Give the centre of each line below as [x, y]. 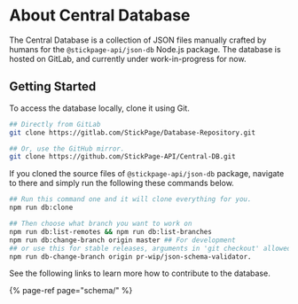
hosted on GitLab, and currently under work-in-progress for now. [128, 58]
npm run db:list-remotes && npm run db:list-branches [111, 231]
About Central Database [100, 16]
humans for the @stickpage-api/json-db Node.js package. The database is [145, 49]
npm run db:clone [41, 208]
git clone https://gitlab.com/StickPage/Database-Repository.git [132, 133]
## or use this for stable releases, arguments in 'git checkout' [134, 248]
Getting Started [53, 86]
